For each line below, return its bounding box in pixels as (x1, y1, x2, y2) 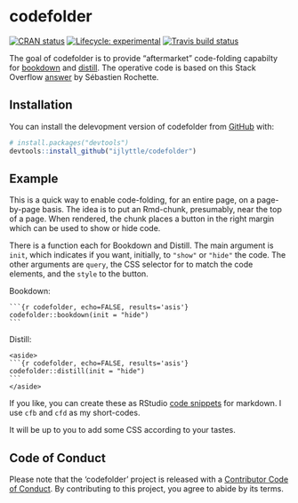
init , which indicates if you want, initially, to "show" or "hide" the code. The (9, 250, 286, 260)
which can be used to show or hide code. (9, 223, 161, 234)
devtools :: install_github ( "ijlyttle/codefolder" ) (9, 147, 197, 156)
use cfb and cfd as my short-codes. (9, 407, 141, 419)
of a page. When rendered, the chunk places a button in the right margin (9, 213, 275, 224)
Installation (9, 98, 73, 113)
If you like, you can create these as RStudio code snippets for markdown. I (9, 398, 282, 409)
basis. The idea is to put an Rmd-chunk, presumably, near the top (42, 204, 283, 215)
